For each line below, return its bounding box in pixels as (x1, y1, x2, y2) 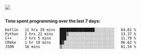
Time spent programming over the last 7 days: (5, 18, 101, 24)
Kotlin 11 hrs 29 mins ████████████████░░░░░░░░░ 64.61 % (5, 27, 137, 32)
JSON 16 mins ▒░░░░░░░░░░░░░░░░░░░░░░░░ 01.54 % (5, 44, 137, 49)
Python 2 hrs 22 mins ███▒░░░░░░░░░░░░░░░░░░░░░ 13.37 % (5, 32, 137, 37)
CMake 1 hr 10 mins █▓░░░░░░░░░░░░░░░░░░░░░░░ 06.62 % (5, 40, 137, 45)
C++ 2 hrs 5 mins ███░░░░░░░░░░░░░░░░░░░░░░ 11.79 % (5, 36, 137, 41)
